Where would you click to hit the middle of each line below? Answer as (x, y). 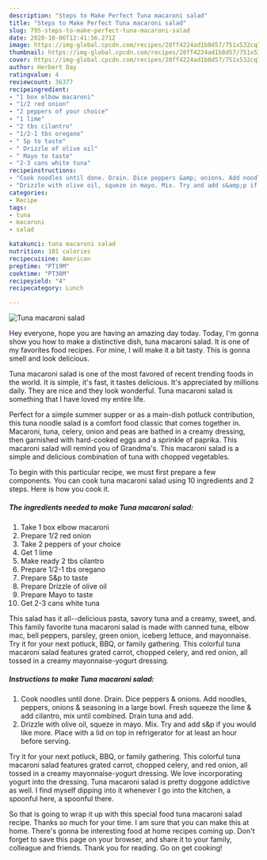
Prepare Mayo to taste (57, 595)
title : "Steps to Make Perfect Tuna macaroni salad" (98, 23)
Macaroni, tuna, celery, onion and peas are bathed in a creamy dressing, (127, 432)
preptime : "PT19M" (39, 266)
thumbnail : (27, 52)
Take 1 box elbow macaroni (65, 527)
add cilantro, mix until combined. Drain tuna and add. (107, 716)
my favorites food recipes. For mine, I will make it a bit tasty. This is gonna (130, 350)
